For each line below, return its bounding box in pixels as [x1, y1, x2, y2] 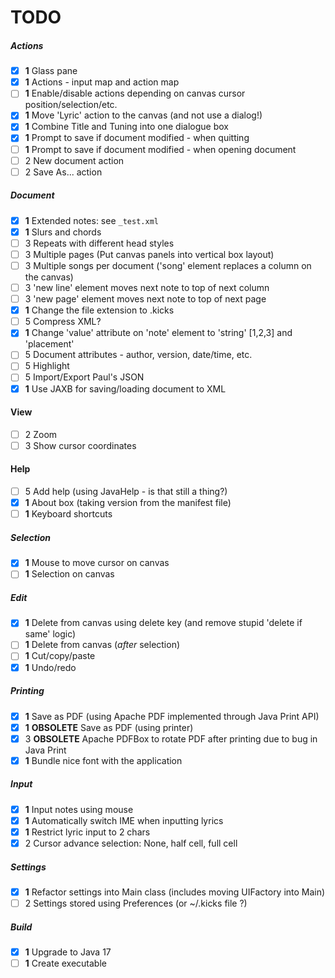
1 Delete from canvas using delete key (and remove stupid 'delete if [24, 617, 303, 629]
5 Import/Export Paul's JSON [24, 371, 145, 383]
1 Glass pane [24, 65, 78, 77]
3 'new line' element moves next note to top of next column [24, 282, 270, 293]
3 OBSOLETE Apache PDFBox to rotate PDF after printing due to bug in [24, 732, 318, 745]
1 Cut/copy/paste [24, 650, 96, 662]
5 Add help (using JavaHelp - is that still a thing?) [24, 486, 228, 498]
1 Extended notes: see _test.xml [24, 214, 159, 226]
